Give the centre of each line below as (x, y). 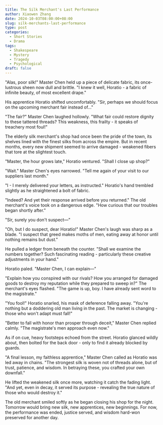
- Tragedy (19, 59)
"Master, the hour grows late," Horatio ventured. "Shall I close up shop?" (77, 161)
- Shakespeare (24, 50)
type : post (16, 28)
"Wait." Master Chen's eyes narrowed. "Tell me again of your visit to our (77, 171)
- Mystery (19, 55)
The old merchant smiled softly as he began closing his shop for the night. (79, 402)
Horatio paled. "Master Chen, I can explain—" (51, 269)
